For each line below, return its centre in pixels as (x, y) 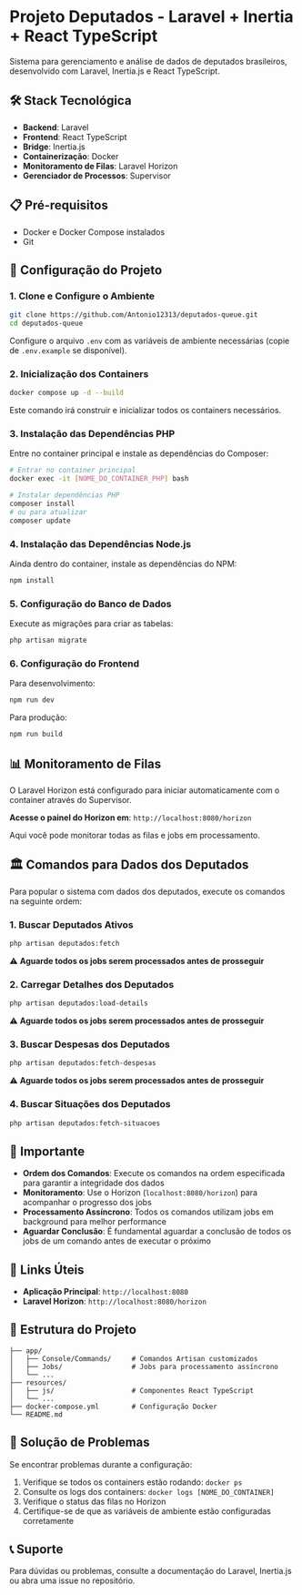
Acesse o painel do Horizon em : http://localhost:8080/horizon (131, 818)
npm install (32, 581)
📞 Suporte (36, 1549)
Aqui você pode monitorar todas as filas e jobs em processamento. (135, 835)
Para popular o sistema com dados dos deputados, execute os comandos (147, 891)
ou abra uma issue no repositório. (72, 1580)
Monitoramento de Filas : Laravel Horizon (100, 166)
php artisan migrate (49, 640)
